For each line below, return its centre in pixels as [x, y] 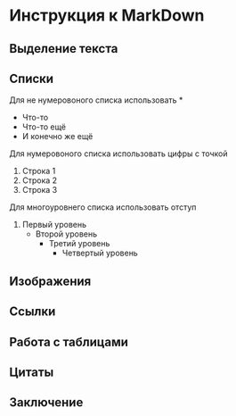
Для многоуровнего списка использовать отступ [103, 207]
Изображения [50, 281]
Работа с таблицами [69, 341]
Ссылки [33, 312]
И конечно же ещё [57, 137]
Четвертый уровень [100, 253]
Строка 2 [40, 180]
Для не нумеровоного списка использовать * [96, 100]
